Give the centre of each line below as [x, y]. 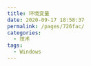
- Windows [27, 52]
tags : [15, 45]
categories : [24, 33]
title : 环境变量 [28, 13]
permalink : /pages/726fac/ [46, 26]
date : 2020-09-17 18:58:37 [46, 20]
